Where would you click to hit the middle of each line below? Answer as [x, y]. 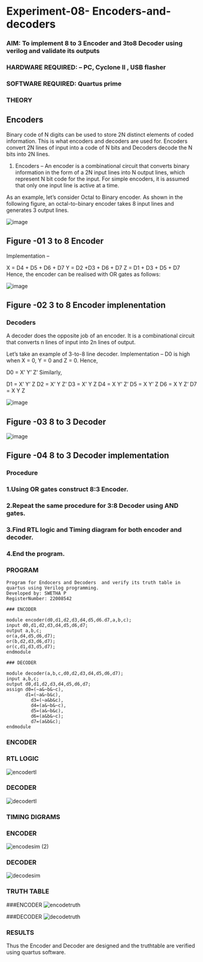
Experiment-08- [48, 11]
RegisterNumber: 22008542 [39, 599]
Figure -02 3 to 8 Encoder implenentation [86, 305]
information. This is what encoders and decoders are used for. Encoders [97, 141]
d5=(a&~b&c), [47, 711]
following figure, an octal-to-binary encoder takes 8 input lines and [90, 203]
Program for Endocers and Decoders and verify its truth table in [94, 583]
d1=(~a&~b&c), [43, 695]
